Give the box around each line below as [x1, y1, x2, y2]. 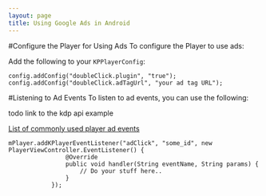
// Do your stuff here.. [79, 167, 162, 175]
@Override [65, 153, 98, 161]
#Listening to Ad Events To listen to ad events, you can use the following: [8, 92, 249, 102]
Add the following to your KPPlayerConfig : [8, 57, 145, 66]
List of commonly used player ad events [8, 123, 140, 133]
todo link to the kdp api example [8, 108, 114, 118]
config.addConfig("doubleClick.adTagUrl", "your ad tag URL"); [8, 79, 224, 87]
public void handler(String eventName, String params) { [65, 160, 260, 168]
